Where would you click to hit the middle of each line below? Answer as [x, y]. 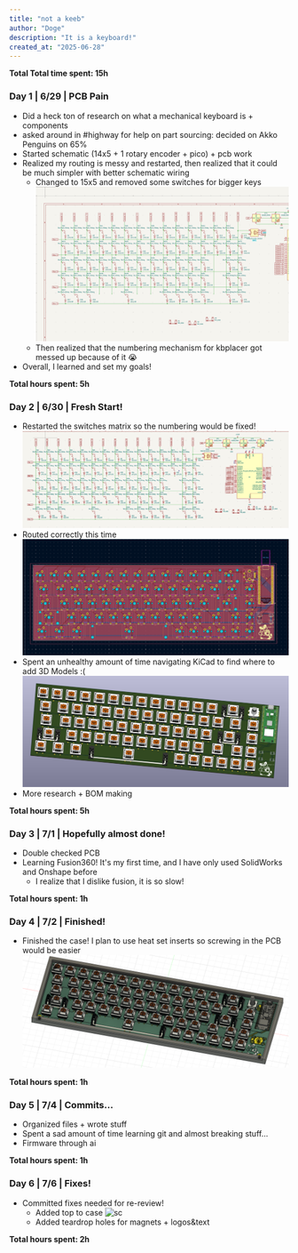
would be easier [51, 951]
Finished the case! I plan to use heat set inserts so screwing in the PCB [152, 941]
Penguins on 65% [55, 144]
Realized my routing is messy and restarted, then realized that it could [149, 163]
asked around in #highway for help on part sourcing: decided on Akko [149, 134]
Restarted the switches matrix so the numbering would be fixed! [139, 426]
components [45, 125]
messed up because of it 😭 [86, 357]
